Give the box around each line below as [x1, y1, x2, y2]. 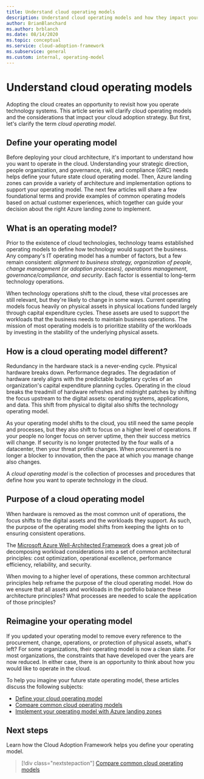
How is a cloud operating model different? [6, 346, 168, 357]
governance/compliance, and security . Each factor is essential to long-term [6, 271, 196, 279]
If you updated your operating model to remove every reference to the [6, 632, 182, 640]
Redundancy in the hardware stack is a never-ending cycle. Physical [6, 363, 177, 369]
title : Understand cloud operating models [6, 9, 115, 15]
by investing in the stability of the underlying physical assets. [6, 329, 159, 336]
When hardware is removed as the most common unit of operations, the [6, 510, 186, 517]
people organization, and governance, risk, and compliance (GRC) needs [6, 167, 189, 174]
